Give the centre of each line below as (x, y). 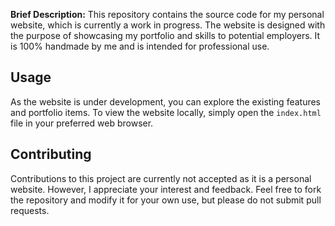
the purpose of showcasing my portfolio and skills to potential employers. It (165, 35)
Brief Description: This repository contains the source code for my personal (167, 14)
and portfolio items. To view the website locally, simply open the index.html (166, 112)
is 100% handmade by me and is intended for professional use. (140, 46)
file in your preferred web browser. (82, 123)
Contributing (51, 154)
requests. (30, 210)
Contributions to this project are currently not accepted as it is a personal (161, 178)
